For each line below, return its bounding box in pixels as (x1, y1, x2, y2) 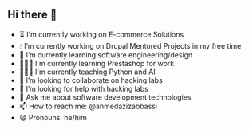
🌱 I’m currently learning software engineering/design (18, 49, 193, 60)
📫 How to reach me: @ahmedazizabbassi (18, 101, 157, 111)
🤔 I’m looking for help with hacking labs (18, 84, 148, 93)
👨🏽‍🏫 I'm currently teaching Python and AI (18, 67, 156, 76)
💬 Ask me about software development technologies (18, 92, 192, 102)
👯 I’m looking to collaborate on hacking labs (18, 75, 163, 84)
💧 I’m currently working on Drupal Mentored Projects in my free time (18, 41, 242, 50)
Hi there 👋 (7, 8, 57, 21)
